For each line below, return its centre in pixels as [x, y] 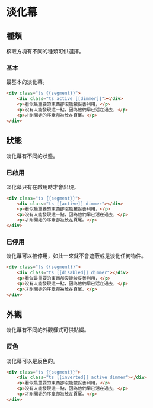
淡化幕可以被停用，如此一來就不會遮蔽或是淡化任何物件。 [76, 256]
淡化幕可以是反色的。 [32, 361]
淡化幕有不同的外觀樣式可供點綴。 [48, 330]
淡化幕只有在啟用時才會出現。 [42, 187]
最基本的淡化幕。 [27, 82]
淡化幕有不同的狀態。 [32, 156]
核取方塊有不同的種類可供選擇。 [45, 51]
